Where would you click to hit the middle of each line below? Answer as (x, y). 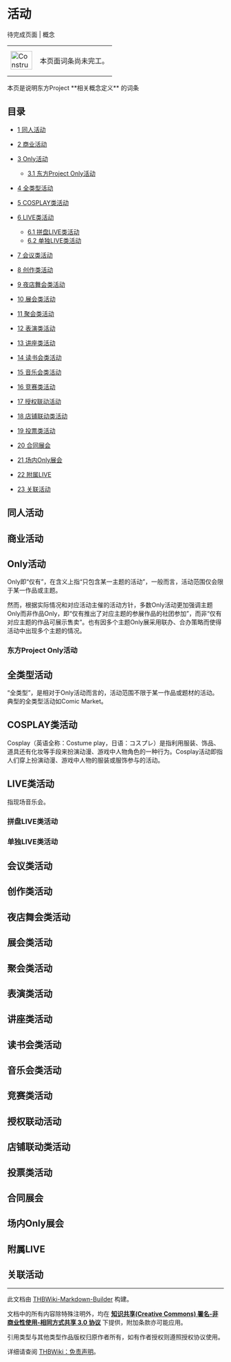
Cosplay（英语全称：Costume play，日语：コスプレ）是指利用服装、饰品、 (113, 743)
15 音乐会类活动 (39, 372)
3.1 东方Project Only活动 (62, 173)
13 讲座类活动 (36, 343)
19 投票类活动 (36, 430)
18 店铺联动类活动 (42, 416)
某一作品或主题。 (37, 590)
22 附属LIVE (34, 474)
